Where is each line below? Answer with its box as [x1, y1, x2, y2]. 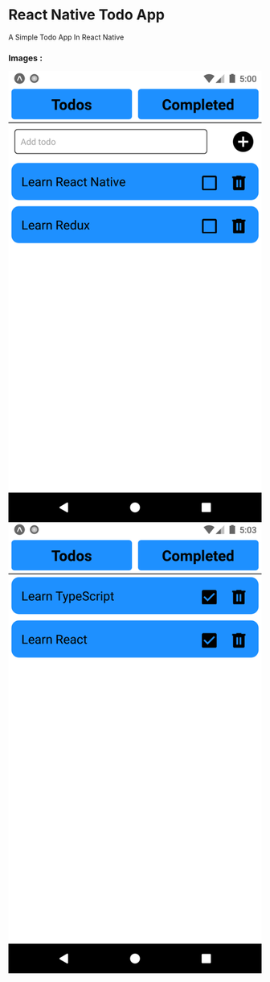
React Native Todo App [8, 6, 165, 24]
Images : [8, 52, 43, 64]
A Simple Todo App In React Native [8, 32, 125, 42]
